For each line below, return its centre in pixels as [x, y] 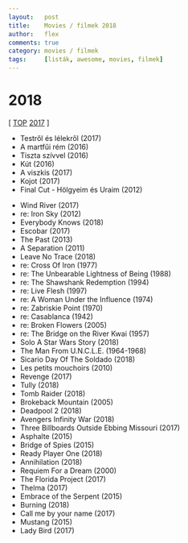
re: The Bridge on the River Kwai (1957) [85, 334]
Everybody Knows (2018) [62, 222]
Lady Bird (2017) [47, 530]
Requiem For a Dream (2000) [68, 470]
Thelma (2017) [44, 487]
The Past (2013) [46, 239]
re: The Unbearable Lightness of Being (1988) [95, 273]
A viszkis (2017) [46, 172]
